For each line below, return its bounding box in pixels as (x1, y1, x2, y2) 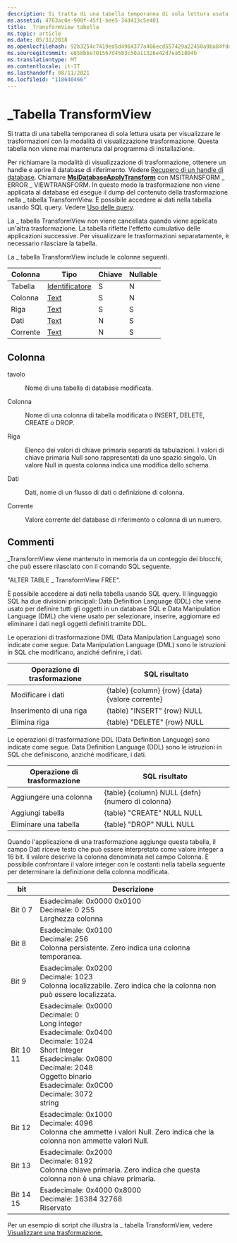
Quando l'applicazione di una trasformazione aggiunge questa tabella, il (7, 837, 217, 846)
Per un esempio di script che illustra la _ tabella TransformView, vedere (7, 1220, 213, 1229)
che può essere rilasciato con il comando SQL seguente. (7, 562, 171, 570)
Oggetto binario (39, 1071, 92, 1081)
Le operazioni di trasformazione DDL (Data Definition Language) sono (7, 735, 210, 744)
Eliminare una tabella (11, 819, 80, 829)
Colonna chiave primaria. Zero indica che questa (39, 1165, 200, 1175)
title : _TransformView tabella (7, 23, 99, 30)
